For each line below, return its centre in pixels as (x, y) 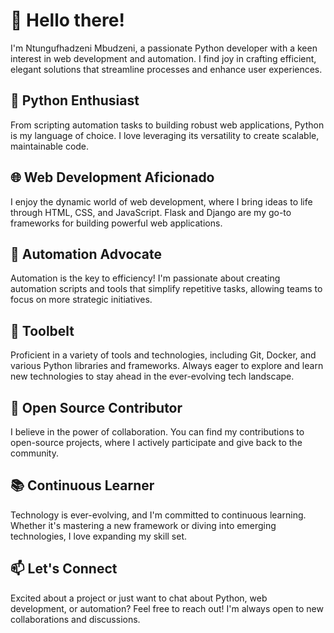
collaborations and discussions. (75, 619)
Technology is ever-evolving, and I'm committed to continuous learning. (158, 515)
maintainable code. (50, 146)
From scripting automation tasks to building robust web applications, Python (167, 125)
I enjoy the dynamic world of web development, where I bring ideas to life (161, 201)
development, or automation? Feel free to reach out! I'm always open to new (167, 608)
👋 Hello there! (67, 20)
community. (34, 453)
